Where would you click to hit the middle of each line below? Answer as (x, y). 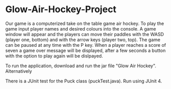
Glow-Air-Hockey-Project (61, 9)
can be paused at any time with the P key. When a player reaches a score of (86, 45)
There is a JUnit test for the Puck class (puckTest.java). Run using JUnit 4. (84, 81)
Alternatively (19, 71)
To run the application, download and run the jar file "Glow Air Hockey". (81, 66)
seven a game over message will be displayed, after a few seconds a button (85, 50)
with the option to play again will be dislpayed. (54, 56)
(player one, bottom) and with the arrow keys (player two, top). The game (83, 40)
